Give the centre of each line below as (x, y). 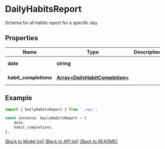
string (64, 63)
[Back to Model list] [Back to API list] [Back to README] (61, 141)
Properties (22, 38)
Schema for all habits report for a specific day (51, 23)
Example (19, 98)
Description (148, 52)
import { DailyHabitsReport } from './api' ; (51, 109)
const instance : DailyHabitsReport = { (46, 118)
